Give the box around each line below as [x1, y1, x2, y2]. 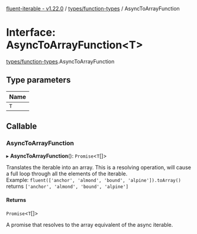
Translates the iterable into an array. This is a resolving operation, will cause [6, 164, 191, 171]
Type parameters [6, 75, 71, 85]
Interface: [6, 26, 56, 39]
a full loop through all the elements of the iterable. [6, 170, 128, 177]
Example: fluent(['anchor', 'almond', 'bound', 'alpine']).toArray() [6, 177, 182, 184]
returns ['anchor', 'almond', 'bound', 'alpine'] [6, 183, 129, 190]
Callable [6, 121, 37, 132]
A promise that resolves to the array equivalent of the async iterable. [6, 221, 173, 228]
